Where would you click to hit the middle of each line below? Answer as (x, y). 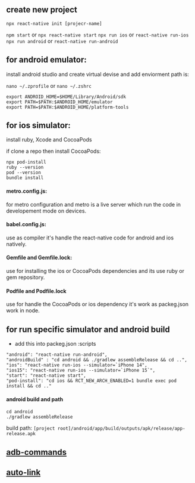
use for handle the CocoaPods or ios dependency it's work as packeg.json (97, 304)
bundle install (25, 178)
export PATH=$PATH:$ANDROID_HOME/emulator (59, 102)
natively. (16, 244)
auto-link (23, 473)
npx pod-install (26, 162)
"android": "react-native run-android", (57, 355)
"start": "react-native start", (46, 376)
